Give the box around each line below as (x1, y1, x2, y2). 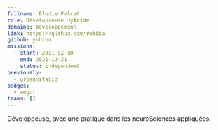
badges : (7, 82, 30, 89)
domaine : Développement (7, 23, 77, 30)
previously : (7, 69, 42, 76)
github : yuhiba (7, 37, 52, 44)
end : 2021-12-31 (20, 56, 68, 63)
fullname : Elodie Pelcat (7, 10, 80, 18)
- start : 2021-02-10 (13, 50, 74, 57)
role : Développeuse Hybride (7, 17, 90, 24)
